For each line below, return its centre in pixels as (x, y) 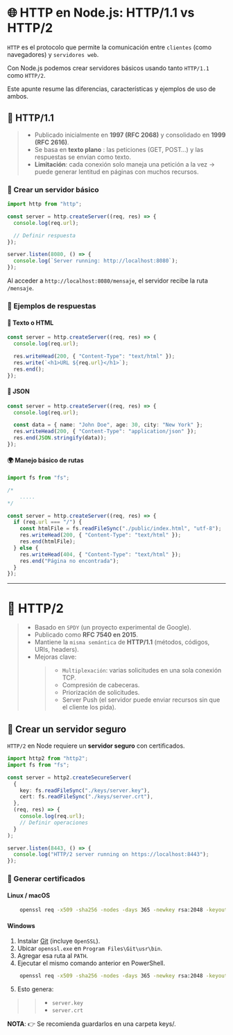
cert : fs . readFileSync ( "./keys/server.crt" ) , (87, 797)
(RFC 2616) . (52, 142)
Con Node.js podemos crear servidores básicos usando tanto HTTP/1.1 (108, 68)
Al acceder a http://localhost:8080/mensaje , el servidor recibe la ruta (107, 281)
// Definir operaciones (54, 823)
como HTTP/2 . (26, 75)
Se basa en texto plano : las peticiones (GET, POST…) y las (119, 149)
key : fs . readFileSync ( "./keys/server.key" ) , (85, 790)
